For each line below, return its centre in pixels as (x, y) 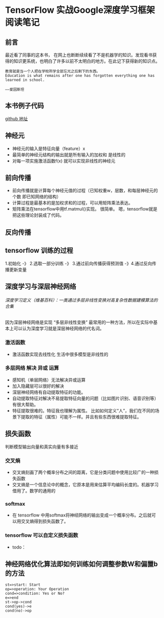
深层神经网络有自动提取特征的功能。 (49, 392)
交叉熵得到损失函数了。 (45, 521)
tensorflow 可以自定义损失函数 (42, 535)
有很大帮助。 (25, 404)
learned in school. (25, 80)
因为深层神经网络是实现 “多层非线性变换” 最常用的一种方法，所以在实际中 (79, 322)
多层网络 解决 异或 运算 (32, 368)
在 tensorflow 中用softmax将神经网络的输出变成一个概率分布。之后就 (82, 515)
